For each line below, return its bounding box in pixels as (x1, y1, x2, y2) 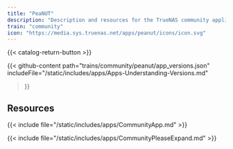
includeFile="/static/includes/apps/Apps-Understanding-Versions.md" (7, 69, 209, 77)
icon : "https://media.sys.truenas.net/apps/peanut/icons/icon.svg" (7, 29, 207, 37)
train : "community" (7, 23, 64, 30)
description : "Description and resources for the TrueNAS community (7, 17, 209, 23)
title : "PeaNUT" (7, 10, 54, 17)
